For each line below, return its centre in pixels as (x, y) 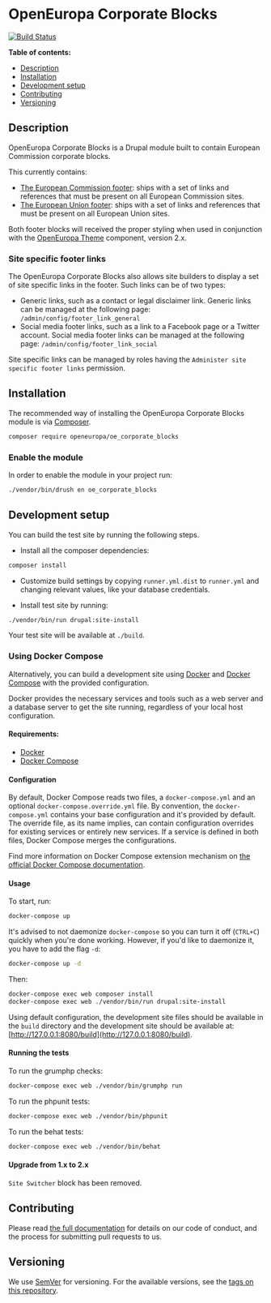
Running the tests (39, 1053)
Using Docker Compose (56, 656)
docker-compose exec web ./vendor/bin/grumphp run (95, 1086)
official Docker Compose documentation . (77, 865)
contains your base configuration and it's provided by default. (153, 815)
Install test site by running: (64, 605)
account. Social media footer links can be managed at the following (132, 335)
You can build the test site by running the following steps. (104, 534)
